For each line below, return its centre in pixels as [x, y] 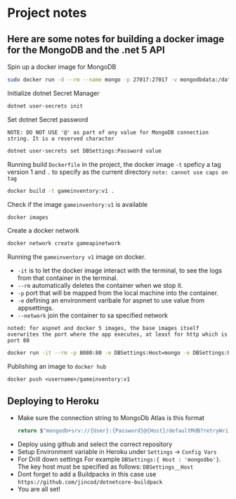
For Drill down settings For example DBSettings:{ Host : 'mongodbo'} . [119, 459]
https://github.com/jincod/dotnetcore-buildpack [90, 482]
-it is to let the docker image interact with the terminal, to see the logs [120, 271]
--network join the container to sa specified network [93, 315]
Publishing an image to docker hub [57, 367]
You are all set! [39, 489]
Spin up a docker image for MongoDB [62, 67]
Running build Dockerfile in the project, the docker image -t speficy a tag [114, 164]
